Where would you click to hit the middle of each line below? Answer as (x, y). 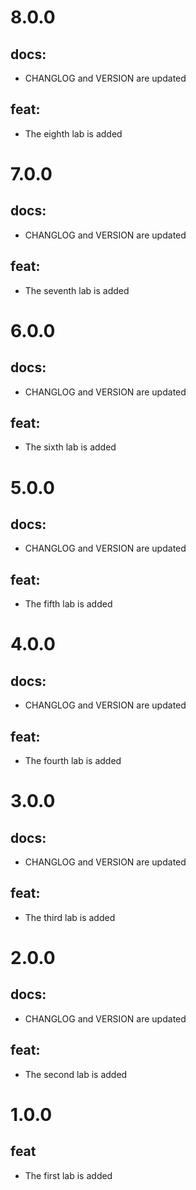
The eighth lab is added (73, 133)
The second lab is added (76, 1074)
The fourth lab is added (73, 761)
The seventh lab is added (77, 290)
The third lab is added (70, 917)
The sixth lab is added (70, 447)
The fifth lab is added (68, 604)
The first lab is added (68, 1175)
